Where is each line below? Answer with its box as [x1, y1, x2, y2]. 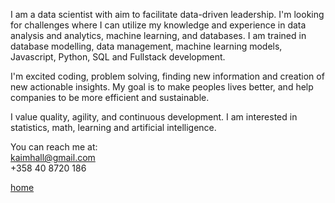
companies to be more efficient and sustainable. [10, 92, 210, 103]
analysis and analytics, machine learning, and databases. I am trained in [10, 30, 307, 41]
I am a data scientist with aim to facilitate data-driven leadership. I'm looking [10, 9, 325, 20]
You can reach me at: [10, 141, 98, 153]
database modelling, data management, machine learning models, [10, 40, 283, 52]
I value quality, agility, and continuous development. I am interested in [10, 111, 298, 123]
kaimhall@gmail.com [10, 152, 96, 163]
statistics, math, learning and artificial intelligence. [10, 122, 217, 133]
